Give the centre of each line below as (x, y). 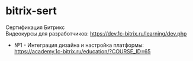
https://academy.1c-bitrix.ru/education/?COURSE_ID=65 (82, 51)
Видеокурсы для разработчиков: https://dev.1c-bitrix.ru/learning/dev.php (96, 33)
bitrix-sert (31, 11)
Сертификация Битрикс (35, 27)
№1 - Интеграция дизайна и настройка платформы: (79, 45)
